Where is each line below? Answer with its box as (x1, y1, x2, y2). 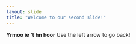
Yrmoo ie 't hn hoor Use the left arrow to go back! (6, 31, 131, 38)
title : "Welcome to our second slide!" (6, 14, 107, 20)
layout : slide (6, 8, 42, 15)
